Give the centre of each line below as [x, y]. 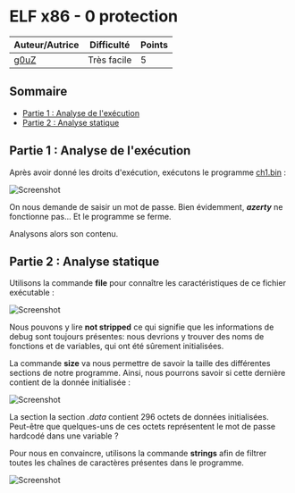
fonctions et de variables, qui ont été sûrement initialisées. [117, 347]
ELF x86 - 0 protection [94, 17]
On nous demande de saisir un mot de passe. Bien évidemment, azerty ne [146, 206]
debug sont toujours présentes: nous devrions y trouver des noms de [137, 337]
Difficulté [110, 45]
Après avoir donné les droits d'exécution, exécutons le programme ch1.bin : [148, 172]
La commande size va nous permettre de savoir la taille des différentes [140, 363]
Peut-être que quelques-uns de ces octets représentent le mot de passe [142, 427]
